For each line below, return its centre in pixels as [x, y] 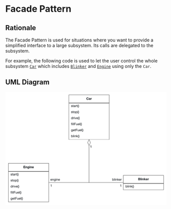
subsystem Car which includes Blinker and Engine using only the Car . [78, 66]
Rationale [21, 28]
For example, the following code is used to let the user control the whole [81, 61]
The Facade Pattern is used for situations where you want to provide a [79, 40]
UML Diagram [27, 82]
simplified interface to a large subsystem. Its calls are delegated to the [79, 45]
